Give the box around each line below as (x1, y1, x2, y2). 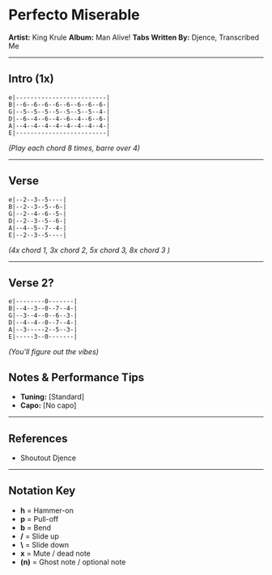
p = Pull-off (19, 514, 59, 523)
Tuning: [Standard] (19, 392, 85, 402)
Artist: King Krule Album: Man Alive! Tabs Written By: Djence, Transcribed (8, 32, 260, 42)
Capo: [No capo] (19, 400, 77, 410)
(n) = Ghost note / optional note (19, 556, 126, 567)
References (8, 431, 68, 446)
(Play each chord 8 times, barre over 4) (8, 143, 140, 153)
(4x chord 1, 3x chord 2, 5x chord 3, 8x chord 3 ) (8, 245, 171, 255)
